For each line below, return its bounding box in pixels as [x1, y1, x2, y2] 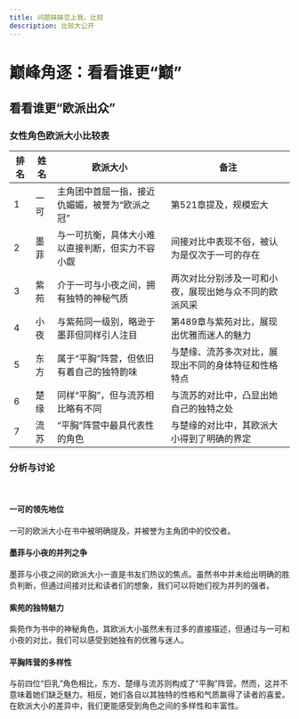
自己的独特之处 [170, 403, 234, 415]
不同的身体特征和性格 [188, 359, 279, 372]
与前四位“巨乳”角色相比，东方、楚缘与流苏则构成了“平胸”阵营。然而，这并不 [9, 678, 288, 689]
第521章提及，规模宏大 [170, 199, 269, 211]
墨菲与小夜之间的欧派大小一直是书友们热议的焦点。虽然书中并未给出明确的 [9, 569, 282, 580]
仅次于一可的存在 [188, 249, 261, 261]
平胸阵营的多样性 [9, 657, 72, 667]
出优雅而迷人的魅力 [170, 329, 252, 341]
